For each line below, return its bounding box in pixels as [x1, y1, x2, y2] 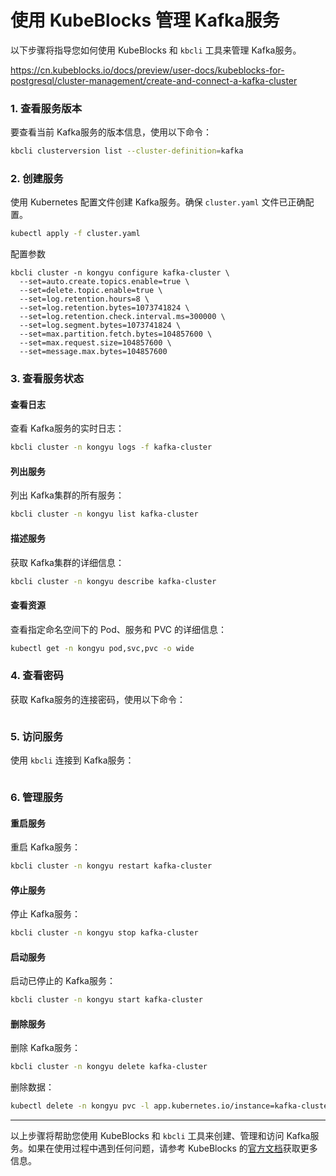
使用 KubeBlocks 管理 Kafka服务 [10, 9, 280, 32]
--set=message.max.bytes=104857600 [19, 347, 168, 357]
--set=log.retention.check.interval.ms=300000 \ [19, 312, 226, 322]
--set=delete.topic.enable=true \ [19, 286, 163, 296]
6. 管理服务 [10, 791, 64, 805]
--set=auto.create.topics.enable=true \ [19, 277, 190, 287]
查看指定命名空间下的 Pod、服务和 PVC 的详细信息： [10, 623, 227, 635]
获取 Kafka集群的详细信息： [10, 556, 125, 568]
